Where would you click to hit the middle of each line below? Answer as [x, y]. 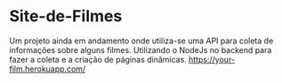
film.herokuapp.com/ [48, 69]
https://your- [212, 59]
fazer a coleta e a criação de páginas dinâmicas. [98, 59]
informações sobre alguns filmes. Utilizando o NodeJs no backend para [141, 49]
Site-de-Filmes [66, 16]
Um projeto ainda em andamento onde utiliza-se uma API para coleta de [141, 41]
